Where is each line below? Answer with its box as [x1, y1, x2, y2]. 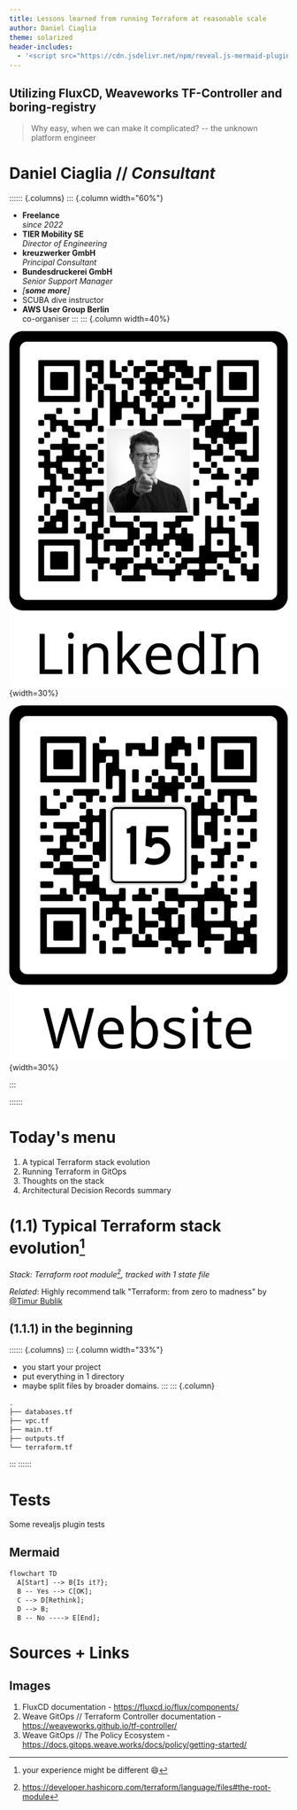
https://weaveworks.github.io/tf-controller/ [21, 1721, 178, 1731]
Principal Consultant [21, 257, 97, 268]
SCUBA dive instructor [21, 294, 104, 305]
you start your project [21, 1362, 102, 1372]
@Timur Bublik [9, 1295, 64, 1306]
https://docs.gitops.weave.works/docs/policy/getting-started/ [21, 1739, 247, 1750]
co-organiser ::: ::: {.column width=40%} [21, 313, 171, 323]
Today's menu [9, 1127, 117, 1147]
